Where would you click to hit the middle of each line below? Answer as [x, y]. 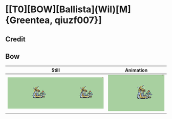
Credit [15, 39]
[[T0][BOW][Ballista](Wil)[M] [68, 9]
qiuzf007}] [78, 20]
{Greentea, [29, 20]
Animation [136, 70]
